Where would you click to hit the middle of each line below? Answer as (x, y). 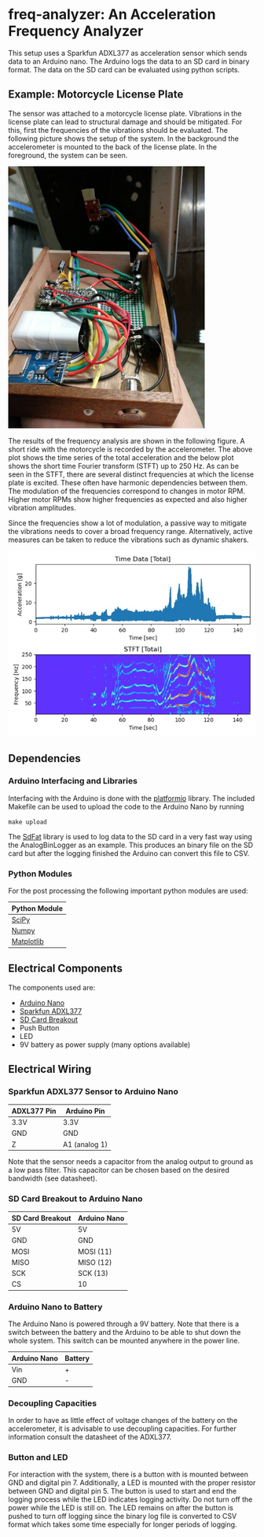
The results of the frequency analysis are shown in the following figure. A (126, 441)
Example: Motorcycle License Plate (96, 95)
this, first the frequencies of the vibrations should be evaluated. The (118, 130)
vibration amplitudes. (42, 508)
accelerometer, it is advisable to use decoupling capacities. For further (123, 1428)
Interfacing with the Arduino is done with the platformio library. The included (132, 798)
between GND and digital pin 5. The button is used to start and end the (123, 1491)
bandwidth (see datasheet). (53, 1178)
